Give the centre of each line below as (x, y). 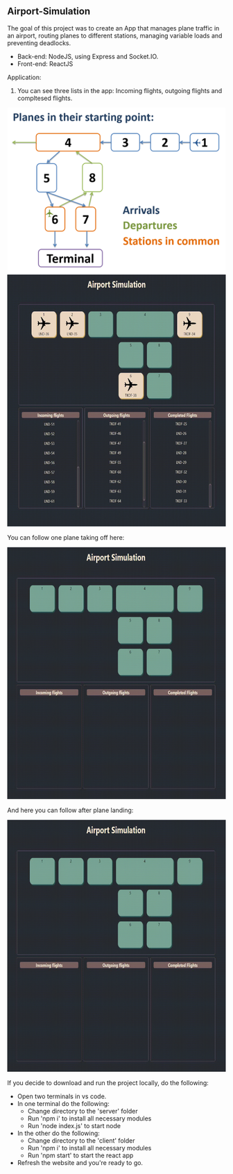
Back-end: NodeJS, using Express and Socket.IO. (88, 56)
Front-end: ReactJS (45, 64)
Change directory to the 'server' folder (83, 1111)
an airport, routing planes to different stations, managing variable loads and (115, 35)
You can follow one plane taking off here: (66, 537)
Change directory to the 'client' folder (81, 1140)
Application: (24, 77)
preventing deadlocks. (39, 43)
